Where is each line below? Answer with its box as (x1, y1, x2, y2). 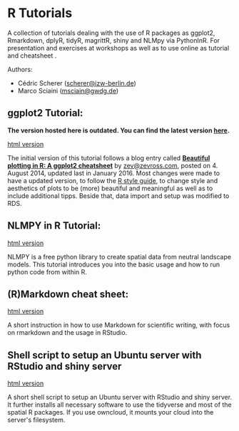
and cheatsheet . (7, 51, 57, 60)
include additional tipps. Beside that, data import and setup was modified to (7, 191, 230, 200)
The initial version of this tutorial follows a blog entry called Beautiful (7, 153, 210, 162)
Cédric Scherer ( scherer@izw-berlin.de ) (17, 78, 137, 87)
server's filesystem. (7, 415, 66, 425)
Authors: (7, 65, 33, 73)
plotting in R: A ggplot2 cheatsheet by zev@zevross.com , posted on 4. (7, 161, 218, 170)
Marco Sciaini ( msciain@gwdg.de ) (17, 86, 119, 95)
